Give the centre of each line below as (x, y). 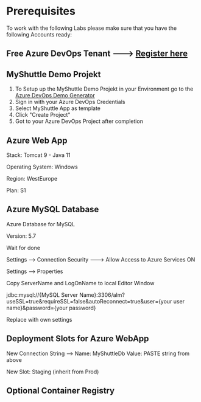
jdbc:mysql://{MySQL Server (42, 295)
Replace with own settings (39, 319)
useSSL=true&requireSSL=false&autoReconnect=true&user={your (89, 301)
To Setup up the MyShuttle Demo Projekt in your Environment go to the (104, 89)
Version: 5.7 (21, 236)
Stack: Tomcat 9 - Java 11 (38, 155)
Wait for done (23, 248)
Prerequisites (41, 11)
